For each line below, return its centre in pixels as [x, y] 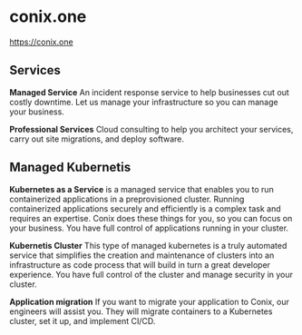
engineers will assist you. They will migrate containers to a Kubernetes [141, 311]
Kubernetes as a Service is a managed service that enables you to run [141, 189]
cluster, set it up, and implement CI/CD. [83, 320]
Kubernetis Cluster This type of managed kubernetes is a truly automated [148, 245]
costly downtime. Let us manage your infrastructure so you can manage [144, 102]
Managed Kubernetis [70, 167]
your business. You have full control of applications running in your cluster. [149, 228]
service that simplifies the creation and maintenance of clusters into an [142, 255]
